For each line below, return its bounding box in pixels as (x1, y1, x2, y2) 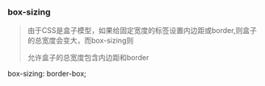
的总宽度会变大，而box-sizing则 (27, 35, 134, 46)
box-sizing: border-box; (7, 69, 86, 79)
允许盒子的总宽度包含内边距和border (27, 53, 149, 63)
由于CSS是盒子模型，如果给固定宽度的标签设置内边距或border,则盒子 (27, 26, 258, 35)
